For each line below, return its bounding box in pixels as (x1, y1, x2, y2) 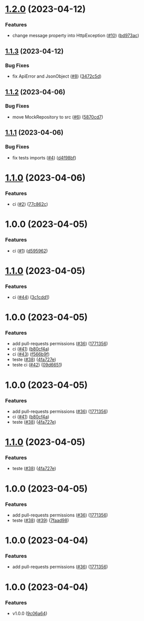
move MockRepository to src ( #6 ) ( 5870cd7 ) (12, 114, 103, 120)
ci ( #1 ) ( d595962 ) (12, 248, 48, 253)
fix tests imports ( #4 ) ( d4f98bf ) (12, 154, 77, 160)
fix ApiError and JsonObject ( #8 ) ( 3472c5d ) (12, 73, 102, 79)
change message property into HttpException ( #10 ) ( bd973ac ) (12, 32, 140, 38)
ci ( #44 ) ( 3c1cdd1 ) (12, 294, 50, 300)
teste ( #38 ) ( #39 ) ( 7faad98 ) (12, 517, 69, 523)
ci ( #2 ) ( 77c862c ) (12, 201, 48, 207)
